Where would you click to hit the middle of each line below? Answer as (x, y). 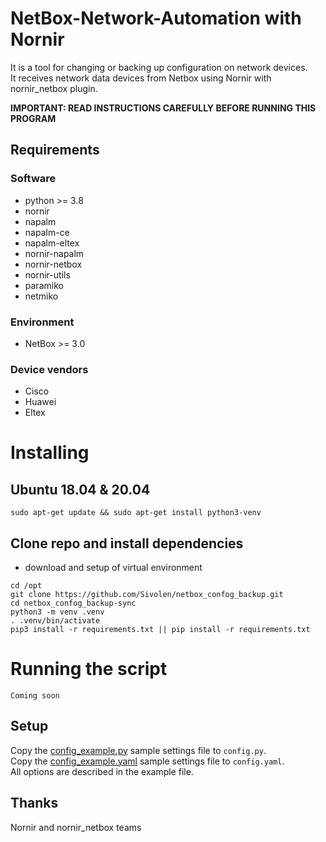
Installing (50, 453)
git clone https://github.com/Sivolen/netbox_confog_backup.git (147, 595)
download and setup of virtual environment (113, 568)
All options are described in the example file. (102, 771)
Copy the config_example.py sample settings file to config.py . (138, 750)
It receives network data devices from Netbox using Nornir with (141, 78)
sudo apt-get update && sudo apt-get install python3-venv (136, 513)
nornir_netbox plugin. (54, 88)
